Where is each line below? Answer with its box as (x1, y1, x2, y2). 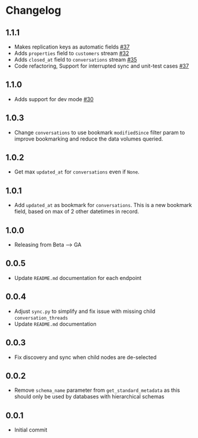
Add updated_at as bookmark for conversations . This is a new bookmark (14, 202, 192, 209)
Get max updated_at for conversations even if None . (14, 168, 140, 175)
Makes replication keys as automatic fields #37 (14, 43, 130, 50)
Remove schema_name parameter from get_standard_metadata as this (14, 387, 180, 394)
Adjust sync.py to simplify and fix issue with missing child (14, 308, 156, 315)
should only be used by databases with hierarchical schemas (14, 393, 165, 400)
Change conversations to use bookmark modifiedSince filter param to (14, 129, 185, 136)
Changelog (5, 4, 61, 17)
